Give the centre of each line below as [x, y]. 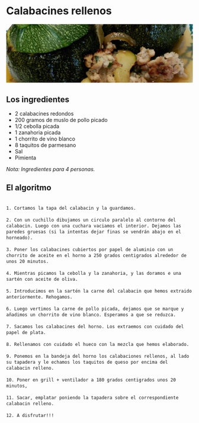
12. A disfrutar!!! [30, 415]
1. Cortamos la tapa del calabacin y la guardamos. [71, 208]
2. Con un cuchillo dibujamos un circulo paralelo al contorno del [91, 220]
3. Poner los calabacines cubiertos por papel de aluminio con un [90, 249]
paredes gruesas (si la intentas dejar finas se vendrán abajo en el [94, 232]
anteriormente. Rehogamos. [39, 297]
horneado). [20, 238]
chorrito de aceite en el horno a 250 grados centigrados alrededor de [96, 255]
